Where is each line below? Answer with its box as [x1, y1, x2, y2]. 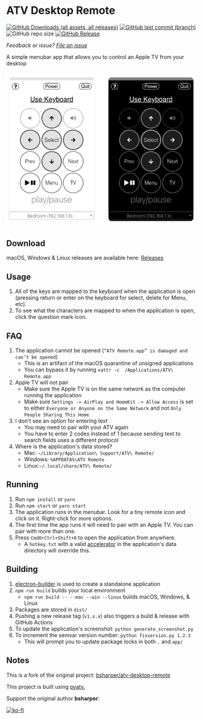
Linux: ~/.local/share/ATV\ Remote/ [24, 462, 113, 469]
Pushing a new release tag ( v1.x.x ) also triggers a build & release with [14, 612, 190, 620]
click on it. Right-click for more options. [14, 515, 113, 522]
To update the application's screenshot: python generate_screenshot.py [14, 625, 194, 632]
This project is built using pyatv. [6, 683, 86, 690]
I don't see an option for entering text [14, 417, 108, 425]
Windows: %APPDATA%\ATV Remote [24, 456, 104, 463]
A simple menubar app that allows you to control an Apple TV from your [6, 53, 185, 60]
